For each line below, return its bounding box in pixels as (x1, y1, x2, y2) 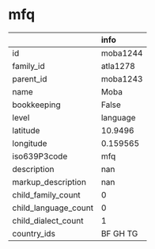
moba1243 (100, 73, 143, 84)
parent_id (12, 73, 47, 84)
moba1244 (100, 48, 143, 59)
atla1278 (100, 60, 136, 71)
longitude (12, 137, 47, 148)
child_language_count (12, 202, 93, 213)
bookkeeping (12, 99, 61, 110)
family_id (12, 60, 45, 71)
